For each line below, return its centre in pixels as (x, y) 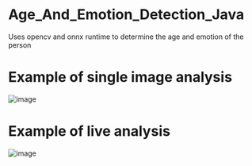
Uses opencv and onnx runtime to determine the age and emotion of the (126, 37)
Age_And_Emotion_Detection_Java (126, 15)
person (20, 44)
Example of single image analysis (120, 77)
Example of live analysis (89, 131)
